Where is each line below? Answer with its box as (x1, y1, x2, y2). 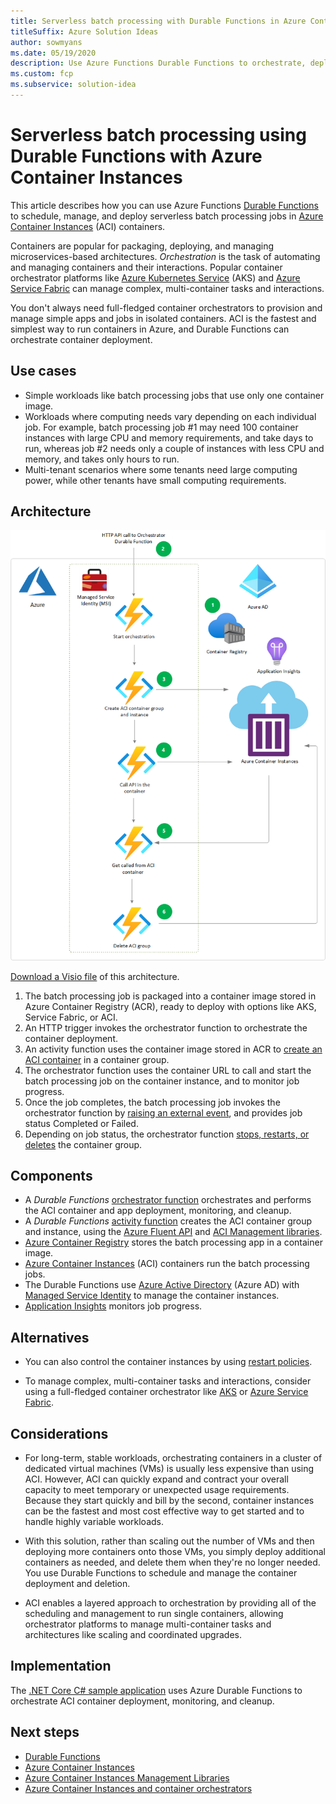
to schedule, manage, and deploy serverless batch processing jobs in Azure (10, 210, 324, 222)
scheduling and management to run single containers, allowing (24, 1608, 284, 1619)
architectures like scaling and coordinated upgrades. (24, 1629, 242, 1640)
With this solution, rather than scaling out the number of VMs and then (24, 1535, 315, 1547)
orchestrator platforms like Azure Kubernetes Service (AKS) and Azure (10, 271, 301, 284)
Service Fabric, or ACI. (24, 1011, 118, 1023)
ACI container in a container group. (24, 1053, 170, 1065)
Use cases (10, 363, 77, 380)
